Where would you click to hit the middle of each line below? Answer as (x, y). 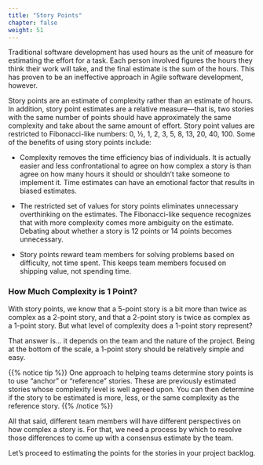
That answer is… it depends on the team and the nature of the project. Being (131, 340)
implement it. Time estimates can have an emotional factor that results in (137, 183)
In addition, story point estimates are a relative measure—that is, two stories (131, 109)
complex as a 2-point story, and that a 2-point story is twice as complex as (129, 317)
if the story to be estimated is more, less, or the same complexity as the (124, 398)
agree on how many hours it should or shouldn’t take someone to (124, 174)
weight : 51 (26, 30)
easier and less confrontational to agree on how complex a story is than (135, 166)
